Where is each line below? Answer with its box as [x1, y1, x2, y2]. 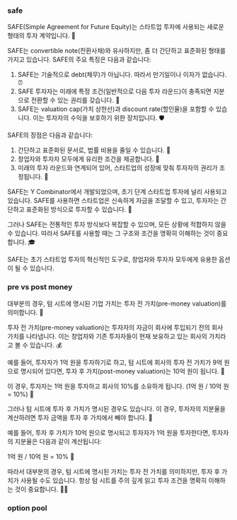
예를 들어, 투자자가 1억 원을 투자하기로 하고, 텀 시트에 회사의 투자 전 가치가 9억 [7, 358, 223, 366]
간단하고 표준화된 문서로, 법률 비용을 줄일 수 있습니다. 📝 [17, 146, 171, 154]
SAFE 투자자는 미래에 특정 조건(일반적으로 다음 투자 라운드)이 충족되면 [17, 87, 212, 96]
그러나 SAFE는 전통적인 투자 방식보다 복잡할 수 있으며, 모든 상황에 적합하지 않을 [7, 220, 226, 229]
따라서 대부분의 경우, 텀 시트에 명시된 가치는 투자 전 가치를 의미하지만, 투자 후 [7, 467, 221, 475]
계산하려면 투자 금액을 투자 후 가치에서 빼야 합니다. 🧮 [7, 413, 154, 422]
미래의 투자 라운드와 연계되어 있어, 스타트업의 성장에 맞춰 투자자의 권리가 [17, 163, 218, 172]
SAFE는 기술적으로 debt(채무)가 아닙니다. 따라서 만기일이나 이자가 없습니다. [17, 70, 227, 79]
